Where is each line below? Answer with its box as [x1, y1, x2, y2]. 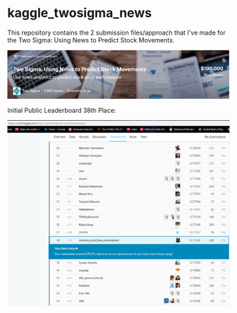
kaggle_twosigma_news [7, 5, 152, 21]
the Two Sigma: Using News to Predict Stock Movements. [7, 35, 175, 44]
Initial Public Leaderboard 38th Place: [7, 106, 116, 114]
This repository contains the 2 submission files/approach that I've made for [7, 28, 226, 37]
